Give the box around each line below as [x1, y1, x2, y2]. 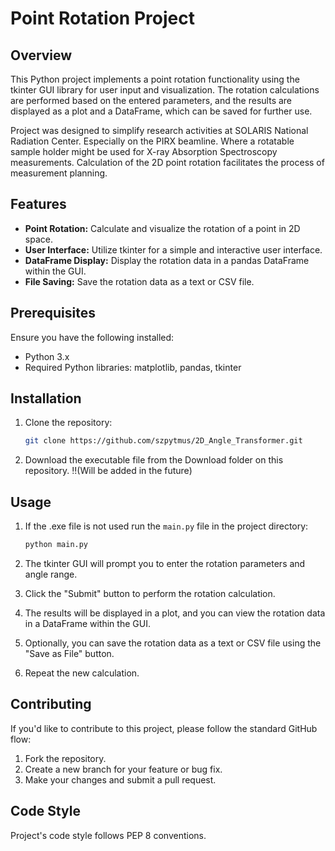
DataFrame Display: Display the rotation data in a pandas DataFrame [24, 254, 310, 266]
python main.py [24, 540, 89, 550]
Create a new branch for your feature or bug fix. [24, 763, 223, 775]
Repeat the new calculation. [24, 667, 140, 679]
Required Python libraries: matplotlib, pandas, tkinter [24, 361, 242, 373]
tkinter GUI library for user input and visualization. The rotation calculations [10, 84, 320, 96]
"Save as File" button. [24, 648, 115, 659]
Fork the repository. [24, 752, 107, 764]
